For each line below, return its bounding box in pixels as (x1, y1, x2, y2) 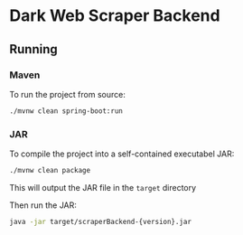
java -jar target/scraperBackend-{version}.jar (9, 217, 192, 226)
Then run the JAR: (9, 200, 77, 211)
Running (9, 42, 59, 57)
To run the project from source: (9, 89, 126, 99)
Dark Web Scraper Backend (9, 5, 220, 26)
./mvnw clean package (9, 166, 91, 175)
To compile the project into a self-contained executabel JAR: (9, 148, 235, 159)
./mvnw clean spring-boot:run (9, 106, 124, 116)
